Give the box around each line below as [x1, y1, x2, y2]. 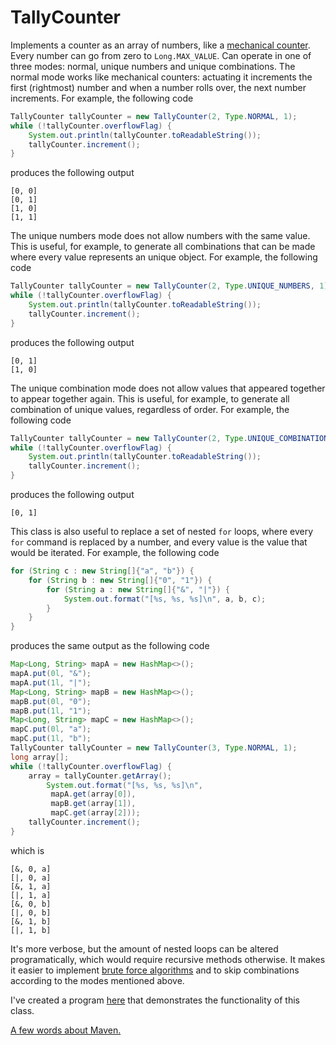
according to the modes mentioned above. [10, 974, 185, 986]
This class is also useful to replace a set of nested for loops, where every [10, 526, 314, 538]
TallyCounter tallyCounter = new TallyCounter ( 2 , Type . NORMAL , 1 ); [10, 111, 298, 121]
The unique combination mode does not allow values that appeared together [10, 382, 326, 394]
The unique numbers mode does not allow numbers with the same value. [10, 230, 311, 242]
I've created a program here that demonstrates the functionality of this [10, 994, 300, 1006]
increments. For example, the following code [10, 92, 194, 104]
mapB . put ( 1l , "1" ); [10, 706, 92, 716]
